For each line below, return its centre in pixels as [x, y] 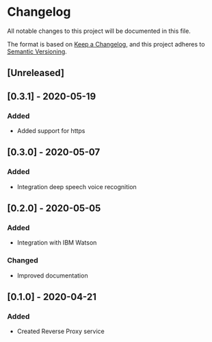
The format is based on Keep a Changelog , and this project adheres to [106, 44]
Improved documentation [52, 276]
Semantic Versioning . [37, 51]
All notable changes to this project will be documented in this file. [99, 31]
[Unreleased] [36, 73]
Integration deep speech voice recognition [77, 186]
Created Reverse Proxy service [61, 331]
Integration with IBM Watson [57, 243]
